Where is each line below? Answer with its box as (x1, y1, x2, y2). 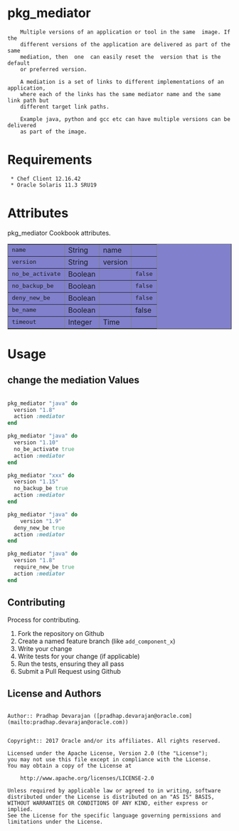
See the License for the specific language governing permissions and (7, 813, 221, 820)
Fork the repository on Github (17, 629, 105, 637)
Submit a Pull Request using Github (17, 667, 121, 675)
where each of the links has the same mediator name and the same (20, 90, 221, 97)
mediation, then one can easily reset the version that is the (20, 53, 221, 60)
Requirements (7, 152, 92, 168)
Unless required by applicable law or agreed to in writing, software (7, 788, 221, 795)
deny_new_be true (14, 524, 65, 531)
